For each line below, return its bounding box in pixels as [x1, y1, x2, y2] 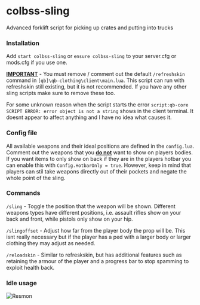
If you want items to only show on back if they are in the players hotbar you [6, 155, 192, 162]
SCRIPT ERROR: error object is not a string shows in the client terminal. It [6, 108, 194, 115]
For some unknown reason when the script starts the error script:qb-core [6, 101, 189, 108]
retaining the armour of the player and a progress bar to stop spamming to [6, 257, 189, 264]
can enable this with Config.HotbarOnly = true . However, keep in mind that [6, 161, 191, 169]
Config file [6, 129, 38, 137]
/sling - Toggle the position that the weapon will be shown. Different [6, 202, 176, 210]
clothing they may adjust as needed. [6, 239, 96, 246]
